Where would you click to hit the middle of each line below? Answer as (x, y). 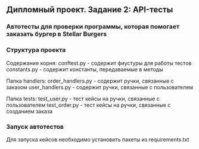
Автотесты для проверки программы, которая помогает (93, 27)
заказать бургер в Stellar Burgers (57, 34)
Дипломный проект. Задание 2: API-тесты (90, 10)
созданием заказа (29, 111)
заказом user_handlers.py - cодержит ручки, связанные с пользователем (100, 87)
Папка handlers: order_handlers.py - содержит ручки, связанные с (90, 81)
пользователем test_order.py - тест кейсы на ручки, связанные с (88, 105)
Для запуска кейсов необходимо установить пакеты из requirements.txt (98, 140)
